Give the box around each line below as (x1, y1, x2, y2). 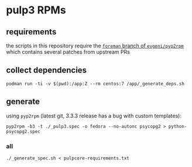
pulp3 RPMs (6, 4, 66, 17)
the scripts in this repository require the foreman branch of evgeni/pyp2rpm (6, 42, 184, 49)
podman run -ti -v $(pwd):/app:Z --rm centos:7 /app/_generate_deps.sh (6, 81, 184, 86)
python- (168, 123, 187, 129)
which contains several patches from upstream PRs (6, 48, 131, 55)
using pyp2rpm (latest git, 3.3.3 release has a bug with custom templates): (6, 112, 181, 119)
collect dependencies (6, 65, 87, 75)
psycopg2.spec (6, 128, 41, 134)
